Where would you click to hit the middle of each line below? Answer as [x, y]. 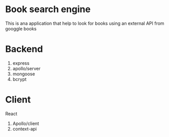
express [21, 63]
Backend [24, 49]
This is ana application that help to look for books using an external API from [85, 23]
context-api [25, 129]
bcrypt [19, 79]
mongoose [24, 74]
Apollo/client [26, 123]
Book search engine [48, 9]
